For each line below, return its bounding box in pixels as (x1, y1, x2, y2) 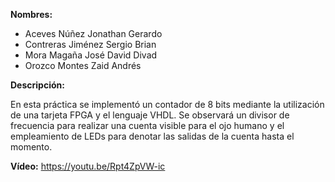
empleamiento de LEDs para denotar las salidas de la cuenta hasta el (10, 130, 295, 142)
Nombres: (10, 9, 53, 20)
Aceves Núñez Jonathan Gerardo (24, 28, 163, 39)
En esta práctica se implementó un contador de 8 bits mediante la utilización (10, 99, 325, 110)
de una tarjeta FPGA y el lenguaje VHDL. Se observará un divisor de (10, 109, 290, 121)
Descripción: (10, 79, 65, 91)
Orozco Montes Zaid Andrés (24, 60, 142, 71)
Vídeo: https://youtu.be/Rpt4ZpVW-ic (10, 160, 166, 172)
